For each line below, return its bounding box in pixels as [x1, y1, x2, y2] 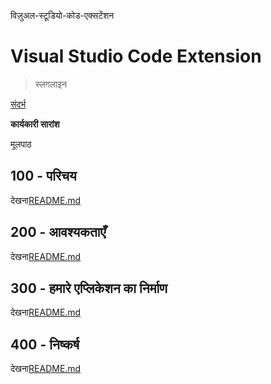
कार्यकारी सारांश [10, 118, 60, 130]
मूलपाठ [10, 138, 32, 150]
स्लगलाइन [34, 78, 67, 90]
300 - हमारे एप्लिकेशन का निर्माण [10, 280, 168, 297]
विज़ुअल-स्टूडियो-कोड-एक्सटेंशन [10, 10, 115, 21]
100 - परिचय [10, 168, 77, 185]
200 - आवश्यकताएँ [10, 224, 107, 241]
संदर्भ [10, 98, 27, 110]
